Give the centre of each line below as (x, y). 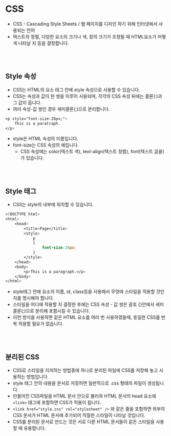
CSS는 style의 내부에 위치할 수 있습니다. (53, 205)
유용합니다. (35, 428)
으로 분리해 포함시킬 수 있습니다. (58, 311)
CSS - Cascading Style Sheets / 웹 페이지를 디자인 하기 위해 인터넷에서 (85, 24)
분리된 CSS (22, 357)
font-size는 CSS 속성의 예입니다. (46, 145)
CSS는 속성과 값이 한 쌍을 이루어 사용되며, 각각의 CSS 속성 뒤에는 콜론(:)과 (87, 96)
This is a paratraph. (37, 123)
